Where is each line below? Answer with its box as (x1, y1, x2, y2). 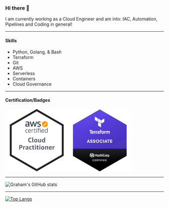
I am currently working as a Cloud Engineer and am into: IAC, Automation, (5, 16, 157, 22)
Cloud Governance (12, 81, 52, 87)
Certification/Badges (5, 97, 50, 103)
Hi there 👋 (5, 5, 30, 12)
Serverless (12, 70, 35, 76)
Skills (5, 37, 17, 43)
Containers (12, 76, 36, 82)
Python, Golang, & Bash (12, 49, 62, 55)
